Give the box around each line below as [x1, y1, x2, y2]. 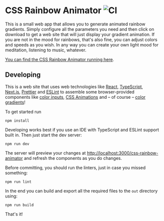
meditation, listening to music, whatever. [5, 47, 87, 53]
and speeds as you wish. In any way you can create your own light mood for [5, 42, 159, 47]
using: [5, 193, 18, 199]
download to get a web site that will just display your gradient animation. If [5, 31, 155, 37]
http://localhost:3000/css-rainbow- [87, 150, 159, 156]
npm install [5, 118, 29, 123]
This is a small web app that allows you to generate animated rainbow [5, 21, 145, 27]
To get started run [5, 109, 42, 114]
